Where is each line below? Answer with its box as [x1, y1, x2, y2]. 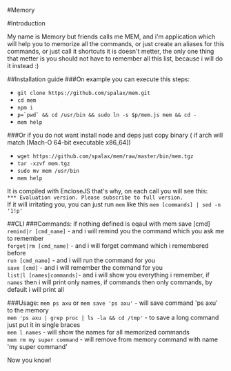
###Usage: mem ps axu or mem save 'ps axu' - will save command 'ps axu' [7, 299, 219, 307]
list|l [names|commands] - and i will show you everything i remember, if [7, 271, 210, 279]
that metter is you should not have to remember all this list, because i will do [7, 54, 223, 63]
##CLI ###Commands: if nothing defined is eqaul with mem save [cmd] [7, 220, 210, 228]
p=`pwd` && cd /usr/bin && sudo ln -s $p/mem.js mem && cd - [17, 112, 197, 118]
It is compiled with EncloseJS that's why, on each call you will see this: [7, 187, 208, 195]
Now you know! [7, 356, 52, 364]
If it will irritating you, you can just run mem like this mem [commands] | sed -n [7, 200, 221, 209]
